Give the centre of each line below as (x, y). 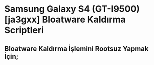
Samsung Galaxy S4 (47, 9)
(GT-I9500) (116, 9)
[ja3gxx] (22, 20)
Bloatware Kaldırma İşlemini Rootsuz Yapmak (77, 48)
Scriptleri (24, 30)
